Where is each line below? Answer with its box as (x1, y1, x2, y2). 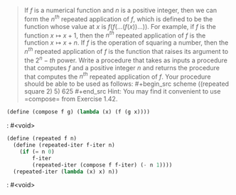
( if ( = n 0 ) (19, 148, 55, 155)
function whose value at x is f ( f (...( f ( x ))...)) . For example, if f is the (23, 22, 216, 30)
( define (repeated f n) (6, 135, 77, 143)
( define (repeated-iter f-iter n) (13, 142, 115, 149)
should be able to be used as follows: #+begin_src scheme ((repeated (23, 79, 229, 88)
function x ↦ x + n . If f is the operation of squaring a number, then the (23, 38, 229, 47)
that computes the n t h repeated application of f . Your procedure (23, 71, 211, 81)
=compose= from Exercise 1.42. (23, 95, 118, 104)
